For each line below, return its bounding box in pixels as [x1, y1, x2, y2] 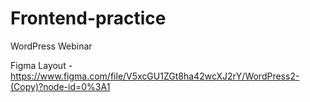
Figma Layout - [10, 59, 73, 71]
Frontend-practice [10, 7, 167, 30]
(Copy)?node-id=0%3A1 [10, 80, 111, 92]
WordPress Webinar [10, 40, 93, 52]
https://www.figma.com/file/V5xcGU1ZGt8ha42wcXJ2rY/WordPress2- [10, 70, 300, 82]
